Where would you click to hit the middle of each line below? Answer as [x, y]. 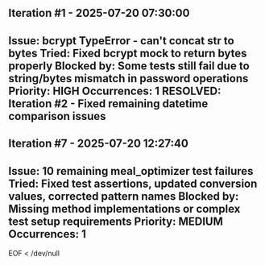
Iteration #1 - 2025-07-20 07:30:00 [99, 13]
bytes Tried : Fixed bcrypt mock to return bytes [128, 53]
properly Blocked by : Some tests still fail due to [129, 66]
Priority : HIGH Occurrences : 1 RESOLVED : [115, 91]
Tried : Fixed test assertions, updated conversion [133, 183]
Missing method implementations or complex [124, 209]
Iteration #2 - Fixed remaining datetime [108, 104]
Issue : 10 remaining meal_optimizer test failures [131, 171]
